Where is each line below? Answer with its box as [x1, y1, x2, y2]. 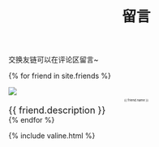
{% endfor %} [8, 115, 55, 125]
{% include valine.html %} [8, 131, 96, 141]
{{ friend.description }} [8, 105, 106, 116]
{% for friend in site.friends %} [8, 71, 111, 81]
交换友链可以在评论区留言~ [8, 54, 99, 65]
